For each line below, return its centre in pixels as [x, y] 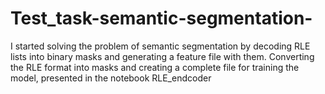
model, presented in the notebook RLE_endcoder [111, 78]
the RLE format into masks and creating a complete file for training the [155, 67]
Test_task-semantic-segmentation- [161, 18]
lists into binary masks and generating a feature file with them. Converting [162, 56]
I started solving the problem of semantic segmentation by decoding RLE [160, 46]
